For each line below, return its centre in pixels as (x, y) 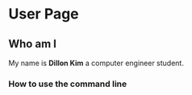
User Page (44, 14)
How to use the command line (68, 84)
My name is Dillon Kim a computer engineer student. (96, 63)
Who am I (32, 44)
